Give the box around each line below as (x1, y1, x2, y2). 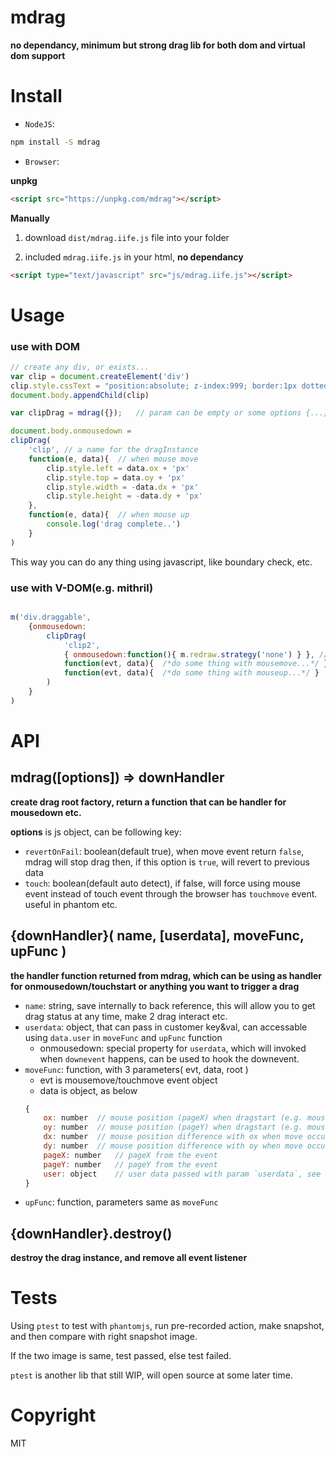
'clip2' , (63, 640, 101, 650)
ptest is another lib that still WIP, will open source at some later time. (10, 1369, 293, 1381)
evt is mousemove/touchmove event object (39, 1074, 218, 1086)
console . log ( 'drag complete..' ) (46, 519, 182, 530)
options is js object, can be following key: (10, 826, 182, 838)
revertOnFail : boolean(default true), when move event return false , (24, 845, 305, 857)
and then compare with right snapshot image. (10, 1331, 198, 1343)
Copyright (10, 1404, 97, 1427)
